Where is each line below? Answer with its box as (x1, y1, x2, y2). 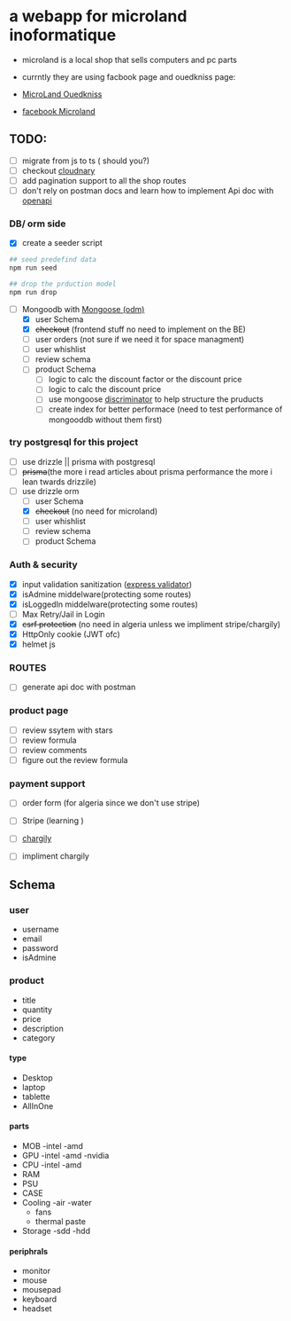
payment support (9, 777, 86, 790)
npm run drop (9, 287, 57, 296)
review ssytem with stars (21, 725, 113, 735)
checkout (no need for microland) (34, 506, 158, 516)
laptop (21, 1081, 46, 1092)
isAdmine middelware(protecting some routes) (21, 588, 192, 600)
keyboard (21, 1293, 57, 1305)
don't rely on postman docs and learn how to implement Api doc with (21, 185, 274, 196)
